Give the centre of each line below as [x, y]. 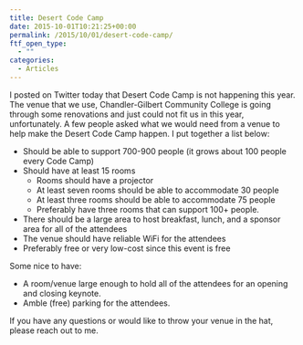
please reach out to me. [54, 330]
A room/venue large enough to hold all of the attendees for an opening [155, 283]
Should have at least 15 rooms [79, 171]
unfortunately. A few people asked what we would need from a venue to [145, 123]
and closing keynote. [62, 293]
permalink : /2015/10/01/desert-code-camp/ [91, 35]
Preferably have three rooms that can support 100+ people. [148, 209]
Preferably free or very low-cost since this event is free [126, 248]
